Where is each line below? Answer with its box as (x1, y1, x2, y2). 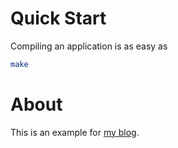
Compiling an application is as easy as (10, 40, 168, 52)
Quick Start (10, 7, 107, 30)
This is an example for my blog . (10, 126, 140, 138)
